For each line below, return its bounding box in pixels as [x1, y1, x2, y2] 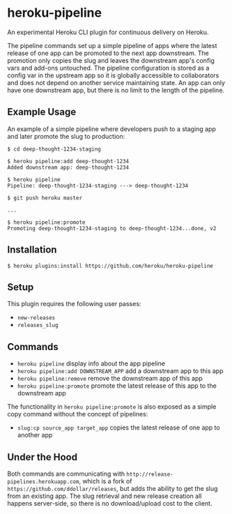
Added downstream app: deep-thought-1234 [7, 164, 130, 171]
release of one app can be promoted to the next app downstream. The [7, 49, 209, 57]
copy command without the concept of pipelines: [7, 410, 148, 418]
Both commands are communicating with [7, 469, 125, 478]
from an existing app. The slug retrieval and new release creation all [7, 492, 202, 500]
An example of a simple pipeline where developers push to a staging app [7, 124, 216, 133]
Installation [7, 244, 57, 256]
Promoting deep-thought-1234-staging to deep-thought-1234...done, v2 [7, 225, 217, 232]
